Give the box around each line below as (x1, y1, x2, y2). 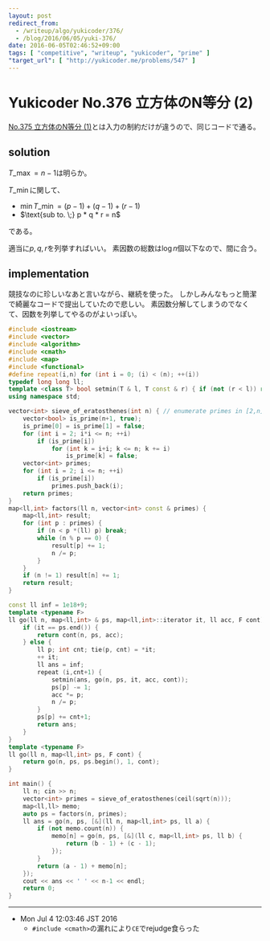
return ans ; (37, 721, 78, 729)
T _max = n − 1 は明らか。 (8, 168, 92, 178)
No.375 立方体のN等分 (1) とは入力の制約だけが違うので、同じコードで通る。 (8, 121, 261, 131)
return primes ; (22, 489, 74, 497)
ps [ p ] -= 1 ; (51, 683, 92, 691)
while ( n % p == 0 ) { (37, 534, 110, 542)
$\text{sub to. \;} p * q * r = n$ (19, 210, 121, 219)
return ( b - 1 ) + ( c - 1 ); (65, 840, 157, 848)
